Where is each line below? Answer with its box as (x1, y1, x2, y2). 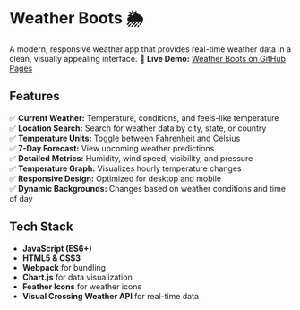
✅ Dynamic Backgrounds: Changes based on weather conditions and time (9, 183, 287, 194)
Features (9, 89, 60, 104)
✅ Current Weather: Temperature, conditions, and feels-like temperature (9, 112, 279, 123)
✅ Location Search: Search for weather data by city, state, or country (9, 123, 267, 133)
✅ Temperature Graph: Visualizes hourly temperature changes (9, 163, 242, 174)
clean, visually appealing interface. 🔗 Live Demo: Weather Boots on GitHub (9, 53, 287, 64)
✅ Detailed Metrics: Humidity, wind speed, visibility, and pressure (9, 152, 253, 163)
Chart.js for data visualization (21, 271, 133, 282)
